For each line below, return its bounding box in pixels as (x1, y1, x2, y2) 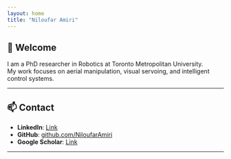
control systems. (7, 75, 54, 83)
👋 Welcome (7, 42, 57, 53)
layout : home (7, 10, 45, 17)
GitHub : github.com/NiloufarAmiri (16, 131, 113, 139)
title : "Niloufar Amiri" (7, 16, 78, 23)
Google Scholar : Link (16, 138, 78, 146)
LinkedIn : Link (16, 123, 58, 132)
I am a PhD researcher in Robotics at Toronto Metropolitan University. (7, 60, 203, 69)
